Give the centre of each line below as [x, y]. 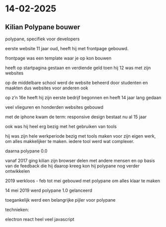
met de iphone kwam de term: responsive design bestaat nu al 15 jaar [76, 117]
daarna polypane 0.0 [27, 151]
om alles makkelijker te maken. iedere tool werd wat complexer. [70, 141]
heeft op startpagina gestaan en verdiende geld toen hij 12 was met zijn [78, 68]
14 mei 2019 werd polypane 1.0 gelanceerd [49, 190]
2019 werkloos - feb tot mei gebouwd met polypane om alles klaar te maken [83, 181]
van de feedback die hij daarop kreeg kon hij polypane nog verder [72, 166]
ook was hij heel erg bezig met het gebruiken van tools [61, 126]
